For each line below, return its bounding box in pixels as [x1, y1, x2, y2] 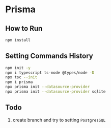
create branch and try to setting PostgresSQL [12, 117, 106, 123]
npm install [5, 37, 31, 42]
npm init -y [5, 65, 31, 70]
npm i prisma [5, 79, 33, 85]
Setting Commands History [5, 52, 93, 60]
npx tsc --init [5, 75, 38, 80]
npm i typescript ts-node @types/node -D [5, 70, 95, 75]
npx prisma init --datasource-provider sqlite [5, 89, 106, 94]
